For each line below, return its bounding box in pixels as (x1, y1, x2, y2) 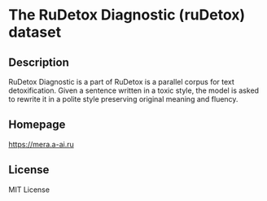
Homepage (8, 118, 66, 132)
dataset (8, 23, 62, 42)
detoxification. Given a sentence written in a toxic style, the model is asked (8, 85, 259, 95)
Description (8, 55, 69, 69)
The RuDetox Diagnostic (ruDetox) (8, 6, 246, 24)
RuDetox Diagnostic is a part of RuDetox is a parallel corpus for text (8, 77, 234, 86)
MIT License (8, 185, 50, 194)
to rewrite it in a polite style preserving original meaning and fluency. (8, 94, 239, 103)
